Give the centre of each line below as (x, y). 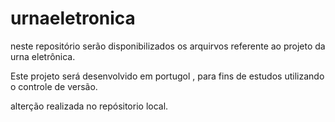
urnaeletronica (73, 18)
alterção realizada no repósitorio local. (89, 106)
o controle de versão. (54, 86)
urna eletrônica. (43, 56)
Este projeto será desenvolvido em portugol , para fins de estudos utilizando (167, 76)
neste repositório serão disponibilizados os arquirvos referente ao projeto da (168, 46)
